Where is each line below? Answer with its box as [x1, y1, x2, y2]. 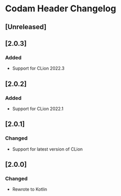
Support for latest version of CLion [12, 146, 83, 152]
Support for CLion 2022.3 [12, 65, 65, 72]
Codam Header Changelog [5, 3, 117, 14]
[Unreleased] [5, 23, 47, 31]
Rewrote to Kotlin [12, 186, 47, 193]
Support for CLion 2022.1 [12, 106, 64, 112]
